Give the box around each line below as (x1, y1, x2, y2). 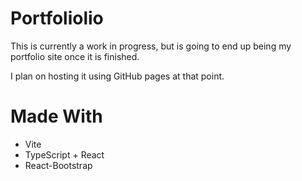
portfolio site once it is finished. (10, 50, 140, 62)
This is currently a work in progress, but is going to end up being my (10, 40, 292, 52)
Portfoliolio (10, 7, 104, 30)
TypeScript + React (24, 148, 105, 161)
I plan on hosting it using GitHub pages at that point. (10, 70, 225, 82)
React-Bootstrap (24, 159, 93, 171)
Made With (10, 105, 103, 128)
